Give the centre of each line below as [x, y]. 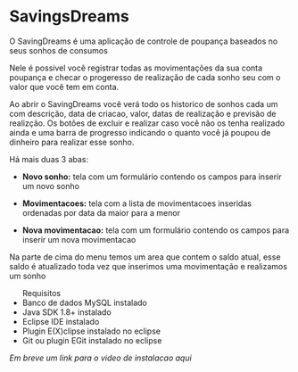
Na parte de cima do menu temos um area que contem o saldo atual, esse [145, 257]
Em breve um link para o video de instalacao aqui [100, 358]
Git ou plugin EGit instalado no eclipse [92, 340]
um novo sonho [51, 186]
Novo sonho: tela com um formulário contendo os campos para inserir [152, 177]
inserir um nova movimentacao [79, 239]
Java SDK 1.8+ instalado [66, 312]
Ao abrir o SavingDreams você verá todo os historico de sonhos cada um [144, 103]
